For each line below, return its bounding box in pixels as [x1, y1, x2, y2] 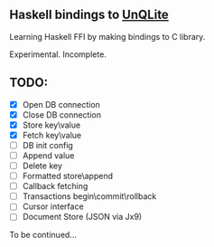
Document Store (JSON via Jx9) [22, 212, 143, 223]
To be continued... [9, 230, 77, 241]
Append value [22, 149, 75, 161]
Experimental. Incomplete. [9, 49, 107, 60]
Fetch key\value [22, 129, 82, 140]
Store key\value [22, 119, 81, 130]
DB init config [22, 139, 74, 150]
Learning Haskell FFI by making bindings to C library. [9, 31, 206, 42]
